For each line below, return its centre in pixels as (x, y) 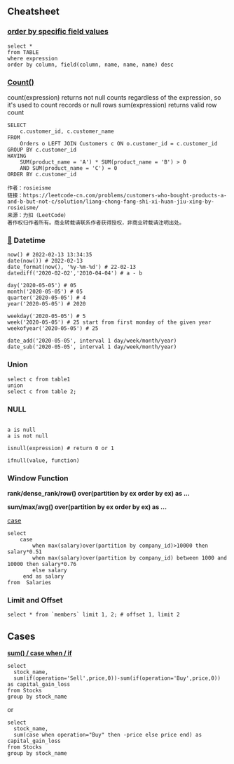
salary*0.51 (25, 552)
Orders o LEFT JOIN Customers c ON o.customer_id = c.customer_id (119, 143)
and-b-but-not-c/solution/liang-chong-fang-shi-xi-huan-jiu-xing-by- (111, 202)
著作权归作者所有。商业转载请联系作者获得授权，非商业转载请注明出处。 (96, 223)
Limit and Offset (35, 600)
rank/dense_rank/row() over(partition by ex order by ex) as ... (99, 494)
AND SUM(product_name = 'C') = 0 (69, 168)
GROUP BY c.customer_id (42, 150)
